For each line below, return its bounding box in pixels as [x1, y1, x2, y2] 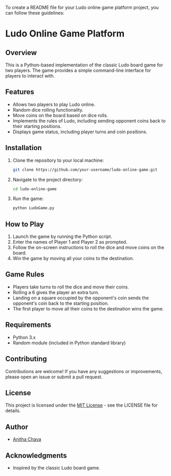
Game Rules [5, 270, 45, 279]
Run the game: [12, 195, 44, 202]
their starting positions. [12, 123, 62, 129]
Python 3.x [12, 334, 36, 340]
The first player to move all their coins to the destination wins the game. [12, 305, 164, 312]
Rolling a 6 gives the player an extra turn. [12, 289, 100, 295]
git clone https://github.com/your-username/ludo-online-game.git [12, 167, 158, 172]
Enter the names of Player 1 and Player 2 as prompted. [12, 239, 127, 245]
